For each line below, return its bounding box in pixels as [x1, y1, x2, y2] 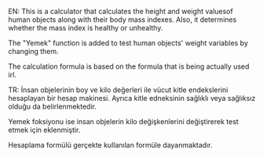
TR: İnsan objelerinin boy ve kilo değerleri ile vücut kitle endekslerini [8, 85, 228, 95]
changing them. [8, 47, 59, 55]
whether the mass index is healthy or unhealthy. [8, 23, 163, 32]
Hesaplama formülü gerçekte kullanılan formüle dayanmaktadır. [8, 141, 213, 149]
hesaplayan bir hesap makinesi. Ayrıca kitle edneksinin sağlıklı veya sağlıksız [8, 94, 256, 102]
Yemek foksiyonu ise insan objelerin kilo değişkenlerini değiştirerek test [8, 117, 239, 126]
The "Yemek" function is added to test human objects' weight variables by [8, 38, 249, 48]
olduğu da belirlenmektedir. [8, 102, 97, 111]
